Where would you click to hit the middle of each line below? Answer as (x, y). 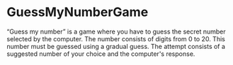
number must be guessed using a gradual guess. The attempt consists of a (116, 46)
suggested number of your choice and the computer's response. (101, 54)
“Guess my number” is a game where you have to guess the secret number (116, 31)
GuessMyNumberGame (78, 12)
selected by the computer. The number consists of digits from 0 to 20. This (116, 38)
